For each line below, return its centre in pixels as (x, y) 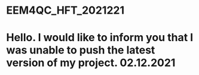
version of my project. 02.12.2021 (91, 63)
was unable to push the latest (81, 50)
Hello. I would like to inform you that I (100, 38)
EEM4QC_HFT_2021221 (65, 10)
